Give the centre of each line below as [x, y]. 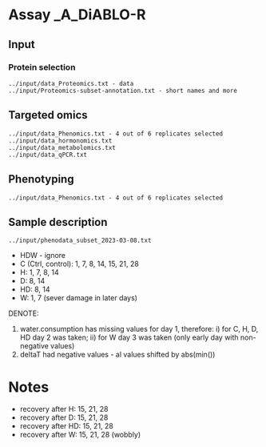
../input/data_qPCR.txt [48, 155]
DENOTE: [24, 313]
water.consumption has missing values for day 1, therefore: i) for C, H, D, [139, 329]
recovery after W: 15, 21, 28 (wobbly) [80, 435]
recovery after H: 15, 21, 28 [64, 409]
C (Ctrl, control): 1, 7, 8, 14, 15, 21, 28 [79, 264]
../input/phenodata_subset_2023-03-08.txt [80, 241]
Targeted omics [48, 115]
